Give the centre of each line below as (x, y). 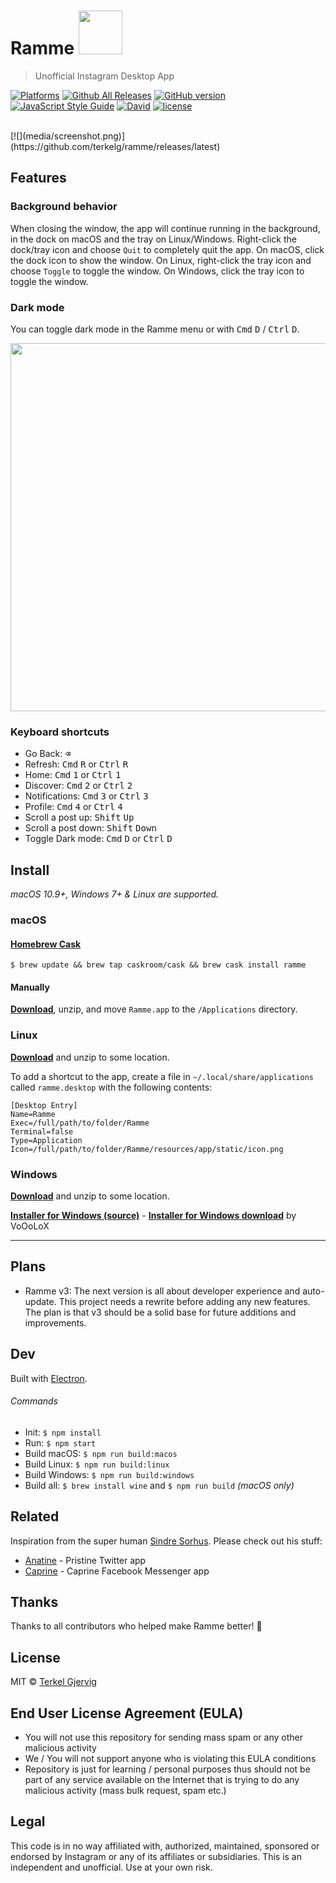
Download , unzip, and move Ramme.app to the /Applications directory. (154, 1009)
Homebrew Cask (46, 944)
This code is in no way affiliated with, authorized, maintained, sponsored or (165, 1846)
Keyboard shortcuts (60, 732)
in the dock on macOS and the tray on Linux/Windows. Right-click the (153, 239)
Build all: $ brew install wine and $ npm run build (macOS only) (159, 1485)
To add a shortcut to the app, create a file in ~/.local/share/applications (162, 1076)
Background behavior (64, 207)
